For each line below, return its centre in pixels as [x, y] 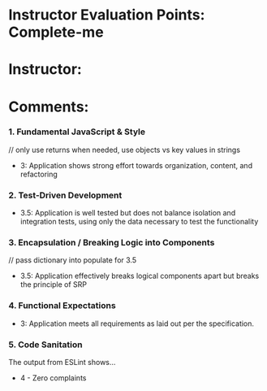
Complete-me [56, 32]
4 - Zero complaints [53, 378]
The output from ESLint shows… [62, 363]
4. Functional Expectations [62, 306]
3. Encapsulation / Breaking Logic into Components [112, 243]
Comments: [49, 106]
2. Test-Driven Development [65, 195]
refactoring [39, 174]
